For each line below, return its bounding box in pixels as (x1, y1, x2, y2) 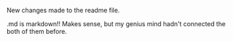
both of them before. (6, 28, 67, 35)
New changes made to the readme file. (6, 6, 120, 14)
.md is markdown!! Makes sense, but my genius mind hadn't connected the (6, 20, 226, 28)
